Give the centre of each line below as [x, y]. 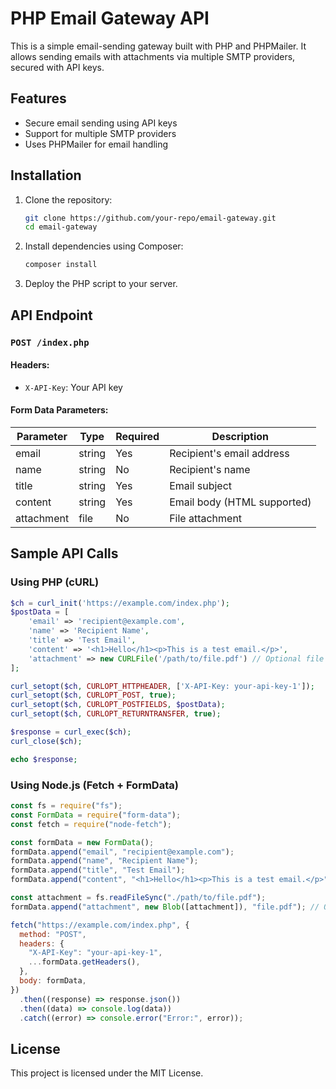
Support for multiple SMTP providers [100, 133]
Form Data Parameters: [59, 410]
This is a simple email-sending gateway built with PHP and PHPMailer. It [158, 46]
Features [38, 98]
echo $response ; [44, 759]
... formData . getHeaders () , [84, 962]
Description [240, 436]
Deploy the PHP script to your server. [101, 284]
